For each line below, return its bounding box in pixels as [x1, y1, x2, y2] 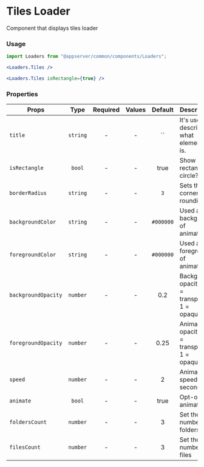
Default [151, 105, 174, 114]
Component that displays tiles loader [6, 24, 98, 32]
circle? [179, 172, 199, 180]
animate [9, 398, 32, 404]
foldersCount [9, 419, 47, 426]
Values [125, 105, 146, 114]
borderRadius [9, 190, 47, 197]
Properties [6, 90, 38, 98]
